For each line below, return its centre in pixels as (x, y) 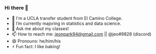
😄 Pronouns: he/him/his (36, 41)
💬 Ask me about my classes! (40, 29)
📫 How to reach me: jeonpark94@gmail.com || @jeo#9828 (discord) (81, 34)
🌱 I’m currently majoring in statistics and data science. (66, 23)
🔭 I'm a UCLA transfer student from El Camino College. (67, 18)
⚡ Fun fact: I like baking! (36, 47)
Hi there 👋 (17, 8)
